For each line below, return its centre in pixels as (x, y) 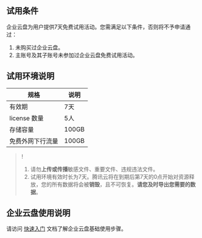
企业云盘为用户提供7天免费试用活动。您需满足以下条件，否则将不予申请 (96, 27)
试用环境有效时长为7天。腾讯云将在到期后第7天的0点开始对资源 (110, 176)
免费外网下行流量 (34, 141)
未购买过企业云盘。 (39, 47)
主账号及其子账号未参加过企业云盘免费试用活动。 (76, 55)
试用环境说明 (30, 76)
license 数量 (26, 118)
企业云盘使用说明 (38, 213)
